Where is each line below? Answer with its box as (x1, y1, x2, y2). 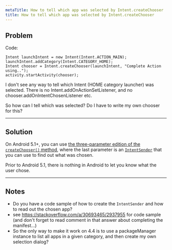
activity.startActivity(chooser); (5, 73, 79, 78)
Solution (5, 128, 33, 136)
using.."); (5, 68, 29, 73)
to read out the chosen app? (12, 206, 73, 212)
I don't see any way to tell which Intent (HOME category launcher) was (5, 81, 155, 88)
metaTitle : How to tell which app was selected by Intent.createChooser (5, 7, 164, 13)
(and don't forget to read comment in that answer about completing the (12, 217, 163, 223)
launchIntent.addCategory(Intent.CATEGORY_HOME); (5, 59, 114, 65)
